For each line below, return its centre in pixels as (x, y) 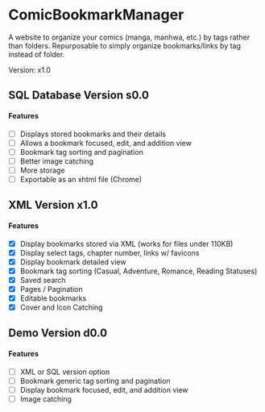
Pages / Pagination (51, 289)
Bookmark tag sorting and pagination (81, 152)
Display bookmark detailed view (73, 262)
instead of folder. (37, 54)
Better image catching (57, 161)
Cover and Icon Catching (61, 307)
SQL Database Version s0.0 (79, 96)
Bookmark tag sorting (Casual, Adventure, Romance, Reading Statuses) (139, 271)
